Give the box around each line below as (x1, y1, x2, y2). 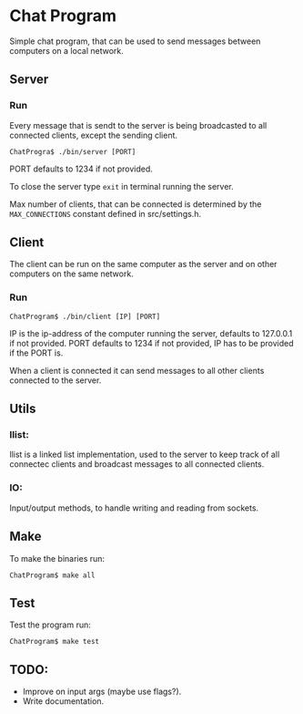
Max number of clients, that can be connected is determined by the (9, 198, 262, 210)
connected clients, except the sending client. (9, 129, 178, 140)
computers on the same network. (9, 268, 134, 279)
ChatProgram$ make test (9, 637, 100, 647)
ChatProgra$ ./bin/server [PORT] (9, 147, 136, 156)
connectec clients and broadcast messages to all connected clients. (9, 459, 265, 470)
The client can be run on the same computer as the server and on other (9, 259, 278, 270)
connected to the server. (9, 375, 102, 386)
